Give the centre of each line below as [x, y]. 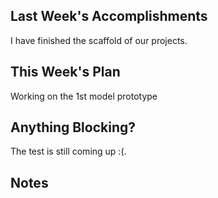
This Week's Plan [65, 72]
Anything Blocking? [73, 127]
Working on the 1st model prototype [84, 96]
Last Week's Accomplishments [109, 16]
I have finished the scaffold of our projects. [99, 40]
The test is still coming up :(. [68, 151]
